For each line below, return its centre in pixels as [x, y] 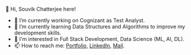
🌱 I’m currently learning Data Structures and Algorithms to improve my [100, 27]
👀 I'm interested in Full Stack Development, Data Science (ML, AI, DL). [99, 39]
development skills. [38, 33]
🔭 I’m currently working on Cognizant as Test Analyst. [80, 20]
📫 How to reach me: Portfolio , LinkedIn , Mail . [69, 46]
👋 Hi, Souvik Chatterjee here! [41, 9]
